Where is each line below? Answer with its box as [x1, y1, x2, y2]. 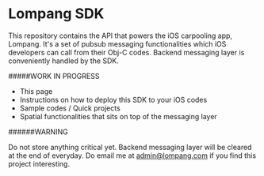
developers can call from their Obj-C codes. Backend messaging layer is [8, 47, 245, 57]
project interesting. [8, 159, 70, 168]
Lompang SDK [8, 5, 105, 23]
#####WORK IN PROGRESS [8, 71, 100, 81]
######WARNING [8, 127, 69, 137]
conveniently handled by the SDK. [8, 56, 119, 66]
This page [19, 86, 53, 95]
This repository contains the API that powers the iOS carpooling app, [8, 31, 232, 40]
